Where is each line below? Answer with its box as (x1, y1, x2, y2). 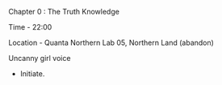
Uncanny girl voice (8, 54, 71, 63)
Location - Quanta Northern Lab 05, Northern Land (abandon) (8, 38, 214, 47)
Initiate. (19, 69, 45, 79)
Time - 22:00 (8, 22, 52, 31)
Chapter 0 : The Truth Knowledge (8, 7, 119, 16)
